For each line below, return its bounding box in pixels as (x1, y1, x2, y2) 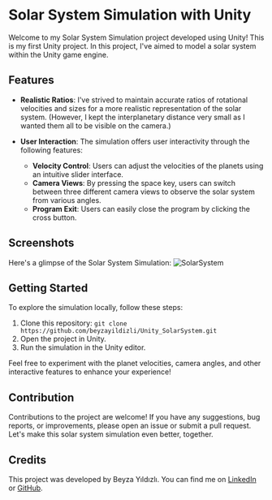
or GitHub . (8, 483, 43, 493)
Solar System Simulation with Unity (8, 6, 252, 24)
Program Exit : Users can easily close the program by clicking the (32, 204, 250, 213)
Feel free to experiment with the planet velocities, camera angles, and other (8, 359, 261, 369)
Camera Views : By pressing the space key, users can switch (32, 178, 236, 187)
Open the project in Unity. (19, 334, 107, 344)
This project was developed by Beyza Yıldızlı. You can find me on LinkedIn (8, 475, 257, 484)
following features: (19, 144, 83, 155)
